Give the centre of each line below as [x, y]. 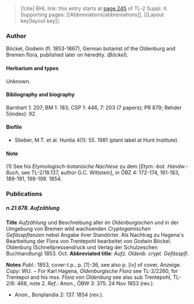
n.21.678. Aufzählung [33, 208]
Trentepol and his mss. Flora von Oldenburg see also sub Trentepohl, [89, 277]
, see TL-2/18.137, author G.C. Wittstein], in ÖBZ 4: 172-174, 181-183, [99, 173]
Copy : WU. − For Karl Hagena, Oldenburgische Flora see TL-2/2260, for [92, 271]
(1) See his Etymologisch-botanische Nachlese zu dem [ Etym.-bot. [86, 166]
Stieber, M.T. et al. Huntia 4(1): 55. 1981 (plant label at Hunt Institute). [96, 140]
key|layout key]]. [40, 21]
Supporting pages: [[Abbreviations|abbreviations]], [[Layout [92, 15]
